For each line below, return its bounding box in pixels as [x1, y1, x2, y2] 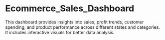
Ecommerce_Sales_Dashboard [5, 3, 135, 14]
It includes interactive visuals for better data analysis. [5, 29, 115, 35]
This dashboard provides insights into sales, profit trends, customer [5, 19, 144, 25]
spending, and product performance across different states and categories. [5, 24, 161, 30]
